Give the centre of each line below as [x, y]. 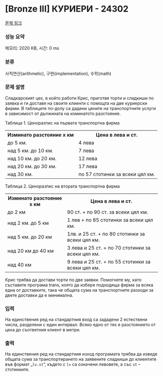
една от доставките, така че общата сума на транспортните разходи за [79, 290]
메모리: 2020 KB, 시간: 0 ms [32, 48]
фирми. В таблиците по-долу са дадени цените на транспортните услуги [81, 108]
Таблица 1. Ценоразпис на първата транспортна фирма [62, 123]
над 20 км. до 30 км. [32, 166]
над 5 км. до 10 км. [30, 150]
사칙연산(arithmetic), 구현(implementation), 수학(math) [58, 73]
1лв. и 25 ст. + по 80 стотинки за [106, 234]
